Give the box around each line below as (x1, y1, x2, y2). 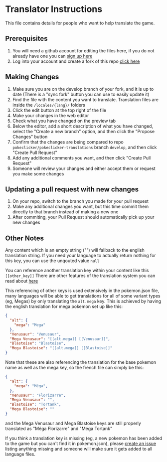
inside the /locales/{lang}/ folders (12, 102, 86, 108)
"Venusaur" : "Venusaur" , (9, 331, 61, 337)
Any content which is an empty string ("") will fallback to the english (5, 247, 145, 253)
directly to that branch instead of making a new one (12, 209, 119, 215)
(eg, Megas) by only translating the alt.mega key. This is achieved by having (5, 298, 162, 305)
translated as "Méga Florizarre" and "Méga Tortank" (5, 425, 113, 432)
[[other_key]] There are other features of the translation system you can (5, 273, 156, 279)
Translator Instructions (5, 3, 103, 15)
